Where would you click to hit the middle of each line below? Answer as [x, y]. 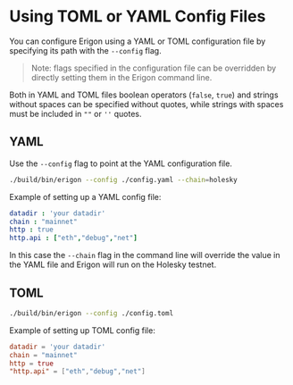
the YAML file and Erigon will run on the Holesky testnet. [113, 264]
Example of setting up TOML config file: [83, 330]
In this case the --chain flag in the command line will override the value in [145, 255]
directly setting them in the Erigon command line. [121, 77]
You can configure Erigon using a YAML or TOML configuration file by [138, 41]
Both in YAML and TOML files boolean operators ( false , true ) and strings [144, 95]
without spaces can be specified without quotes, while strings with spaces [146, 104]
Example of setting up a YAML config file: [85, 197]
